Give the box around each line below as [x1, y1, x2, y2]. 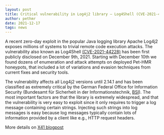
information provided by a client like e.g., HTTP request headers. [5, 115, 135, 121]
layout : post [5, 7, 32, 12]
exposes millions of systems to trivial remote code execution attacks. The [5, 44, 153, 50]
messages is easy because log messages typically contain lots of [5, 110, 137, 116]
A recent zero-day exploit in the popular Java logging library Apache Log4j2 [5, 38, 158, 44]
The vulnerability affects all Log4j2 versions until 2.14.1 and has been [5, 79, 143, 85]
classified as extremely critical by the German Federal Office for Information [5, 84, 158, 90]
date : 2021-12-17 [5, 20, 41, 26]
